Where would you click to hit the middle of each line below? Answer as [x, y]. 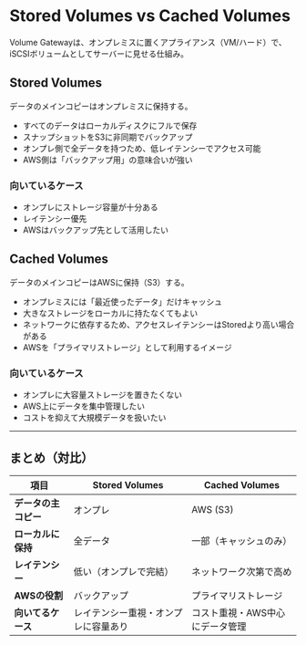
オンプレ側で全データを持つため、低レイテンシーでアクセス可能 [142, 148]
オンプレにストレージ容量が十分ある [91, 207]
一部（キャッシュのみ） [241, 541]
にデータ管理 [219, 626]
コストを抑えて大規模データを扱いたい [94, 418]
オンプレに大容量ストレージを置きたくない [102, 395]
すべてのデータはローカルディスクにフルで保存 [110, 125]
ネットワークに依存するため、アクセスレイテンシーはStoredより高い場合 [158, 324]
